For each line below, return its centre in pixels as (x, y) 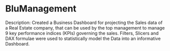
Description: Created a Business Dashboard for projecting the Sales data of (84, 22)
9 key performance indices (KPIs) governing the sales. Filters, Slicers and (82, 33)
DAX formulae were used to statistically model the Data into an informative (83, 38)
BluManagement (41, 9)
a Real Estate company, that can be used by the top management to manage (85, 27)
